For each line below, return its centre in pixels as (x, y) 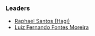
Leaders (18, 8)
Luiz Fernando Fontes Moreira (51, 27)
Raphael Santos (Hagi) (42, 21)
